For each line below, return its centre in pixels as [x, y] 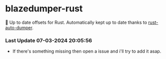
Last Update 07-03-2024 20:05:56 [49, 40]
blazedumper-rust [44, 9]
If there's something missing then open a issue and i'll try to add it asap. [87, 51]
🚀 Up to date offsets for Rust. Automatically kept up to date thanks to [76, 22]
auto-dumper [19, 27]
